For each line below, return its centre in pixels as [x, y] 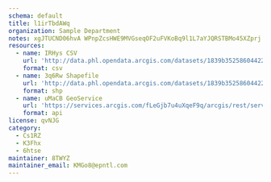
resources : [27, 46]
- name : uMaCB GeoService [59, 98]
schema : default [35, 16]
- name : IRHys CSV [47, 53]
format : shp [43, 91]
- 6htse [29, 151]
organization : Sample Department [65, 31]
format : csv [43, 68]
